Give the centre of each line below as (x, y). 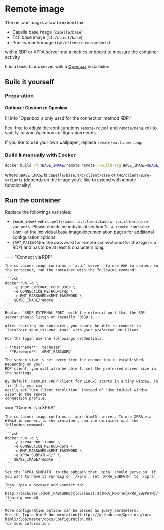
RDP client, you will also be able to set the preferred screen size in (81, 369)
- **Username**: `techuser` (34, 347)
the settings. (20, 373)
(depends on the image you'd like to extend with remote (80, 180)
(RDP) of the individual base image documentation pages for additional (83, 232)
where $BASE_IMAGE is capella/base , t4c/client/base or (60, 175)
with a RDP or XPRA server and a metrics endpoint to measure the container (82, 52)
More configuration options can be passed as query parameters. (72, 511)
